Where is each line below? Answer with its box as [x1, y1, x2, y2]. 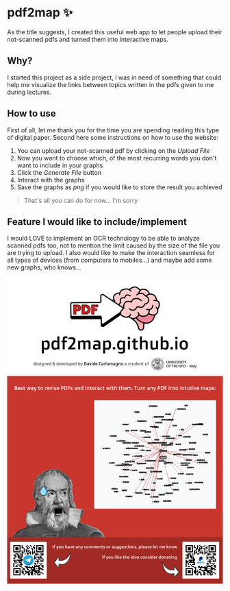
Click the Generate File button [16, 168, 101, 176]
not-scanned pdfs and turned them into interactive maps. [7, 35, 169, 43]
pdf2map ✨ [7, 5, 73, 21]
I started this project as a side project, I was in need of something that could [7, 73, 222, 82]
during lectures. [7, 88, 52, 96]
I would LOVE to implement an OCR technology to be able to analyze [7, 234, 200, 243]
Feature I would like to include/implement [7, 216, 187, 228]
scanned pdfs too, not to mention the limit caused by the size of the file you [7, 241, 220, 250]
